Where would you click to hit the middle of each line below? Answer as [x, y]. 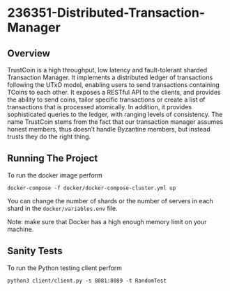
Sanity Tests [35, 251]
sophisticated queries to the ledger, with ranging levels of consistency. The [115, 114]
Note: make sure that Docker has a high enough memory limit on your [107, 221]
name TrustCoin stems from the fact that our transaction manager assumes [115, 122]
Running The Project [53, 158]
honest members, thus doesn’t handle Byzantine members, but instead [109, 129]
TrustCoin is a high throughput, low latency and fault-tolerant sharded [107, 70]
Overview [29, 53]
